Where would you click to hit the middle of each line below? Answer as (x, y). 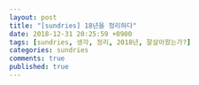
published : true (39, 67)
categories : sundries (49, 50)
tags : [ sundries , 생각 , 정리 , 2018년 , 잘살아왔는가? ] (100, 42)
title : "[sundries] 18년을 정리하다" (73, 26)
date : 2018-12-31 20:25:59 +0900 (71, 34)
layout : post (33, 17)
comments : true (37, 58)
